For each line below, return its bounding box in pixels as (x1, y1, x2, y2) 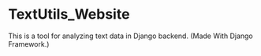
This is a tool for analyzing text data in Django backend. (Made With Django (8, 31, 254, 40)
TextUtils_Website (8, 5, 130, 23)
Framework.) (8, 39, 50, 48)
